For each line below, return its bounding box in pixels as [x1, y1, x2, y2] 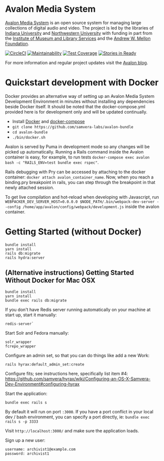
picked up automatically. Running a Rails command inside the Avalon [5, 149, 144, 154]
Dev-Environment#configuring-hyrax [5, 381, 80, 387]
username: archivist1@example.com [5, 447, 76, 452]
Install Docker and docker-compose [12, 118, 85, 124]
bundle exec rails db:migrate [5, 298, 67, 303]
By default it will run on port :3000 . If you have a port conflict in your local [5, 408, 154, 414]
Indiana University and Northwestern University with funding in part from [5, 30, 153, 36]
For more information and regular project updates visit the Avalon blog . [5, 60, 148, 65]
